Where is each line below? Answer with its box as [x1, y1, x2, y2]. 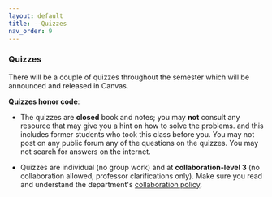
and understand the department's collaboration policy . [19, 179, 203, 189]
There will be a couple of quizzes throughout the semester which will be [8, 72, 250, 82]
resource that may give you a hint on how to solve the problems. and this [19, 121, 264, 131]
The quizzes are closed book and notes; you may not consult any [19, 112, 240, 122]
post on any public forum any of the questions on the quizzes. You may [19, 138, 259, 148]
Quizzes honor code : [8, 96, 80, 106]
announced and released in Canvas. [8, 80, 129, 90]
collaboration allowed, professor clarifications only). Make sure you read [19, 171, 262, 181]
